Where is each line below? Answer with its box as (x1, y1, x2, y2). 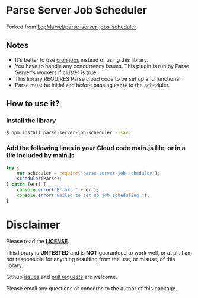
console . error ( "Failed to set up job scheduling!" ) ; (17, 192, 150, 198)
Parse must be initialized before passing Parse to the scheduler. (14, 81, 170, 88)
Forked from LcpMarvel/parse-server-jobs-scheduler (6, 23, 136, 30)
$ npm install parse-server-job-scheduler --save (6, 130, 132, 136)
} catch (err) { (6, 182, 46, 188)
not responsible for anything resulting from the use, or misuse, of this (6, 255, 175, 262)
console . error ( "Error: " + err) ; (17, 187, 100, 193)
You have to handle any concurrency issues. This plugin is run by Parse (14, 62, 190, 69)
